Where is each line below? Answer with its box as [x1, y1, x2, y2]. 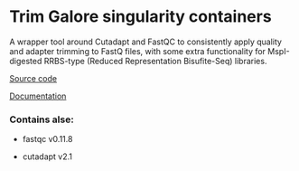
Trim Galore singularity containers [9, 6, 273, 27]
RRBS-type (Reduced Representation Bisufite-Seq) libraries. [43, 55, 267, 66]
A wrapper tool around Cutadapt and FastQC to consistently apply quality [9, 36, 283, 47]
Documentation [9, 90, 67, 101]
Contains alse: [9, 113, 74, 126]
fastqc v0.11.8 [22, 134, 73, 145]
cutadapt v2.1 [22, 151, 73, 162]
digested [9, 55, 42, 66]
